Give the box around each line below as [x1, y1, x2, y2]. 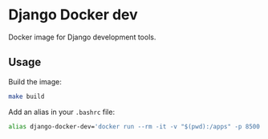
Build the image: [8, 76, 62, 86]
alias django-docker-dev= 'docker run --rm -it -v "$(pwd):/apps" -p [8, 122, 242, 130]
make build [8, 92, 45, 100]
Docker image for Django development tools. [8, 32, 156, 42]
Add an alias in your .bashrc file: [8, 107, 115, 117]
